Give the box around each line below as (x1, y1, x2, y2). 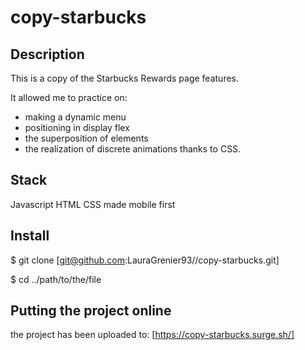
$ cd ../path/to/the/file (10, 273, 102, 285)
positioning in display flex (24, 122, 130, 133)
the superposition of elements (24, 132, 149, 144)
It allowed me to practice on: (10, 92, 128, 103)
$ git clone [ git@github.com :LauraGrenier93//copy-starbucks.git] (10, 254, 280, 266)
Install (10, 227, 50, 245)
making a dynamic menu (24, 111, 127, 123)
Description (10, 46, 85, 63)
